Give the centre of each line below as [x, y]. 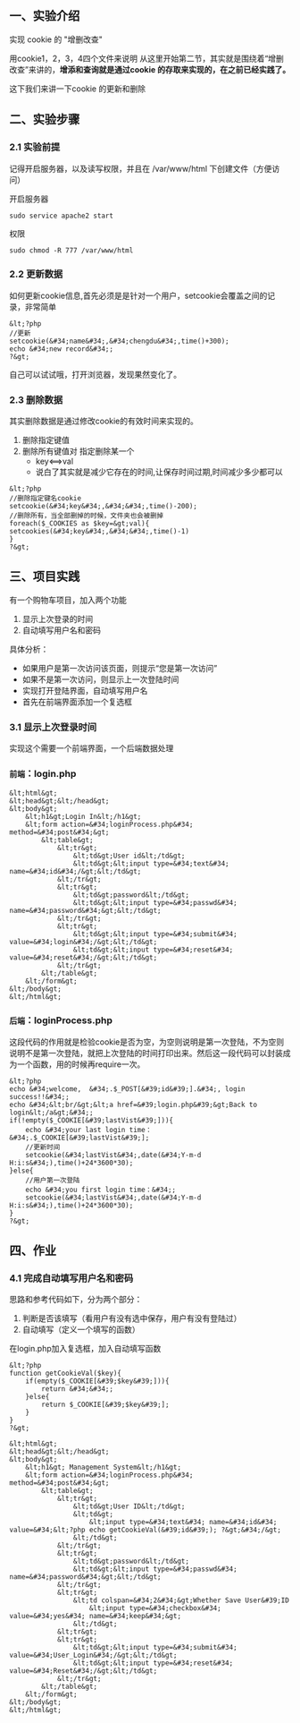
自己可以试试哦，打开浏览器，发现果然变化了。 [95, 374]
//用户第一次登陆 [53, 1180]
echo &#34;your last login [75, 1130]
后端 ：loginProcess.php [61, 1020]
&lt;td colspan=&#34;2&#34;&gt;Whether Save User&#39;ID [181, 1600]
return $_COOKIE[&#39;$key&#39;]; [105, 1405]
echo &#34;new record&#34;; [62, 349]
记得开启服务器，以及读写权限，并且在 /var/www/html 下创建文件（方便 [141, 168]
